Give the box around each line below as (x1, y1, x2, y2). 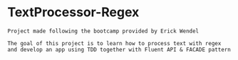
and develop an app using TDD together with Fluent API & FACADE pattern (7, 46, 232, 53)
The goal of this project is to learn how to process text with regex (7, 40, 222, 47)
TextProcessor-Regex (7, 4, 140, 20)
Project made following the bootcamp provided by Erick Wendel (7, 28, 200, 35)
